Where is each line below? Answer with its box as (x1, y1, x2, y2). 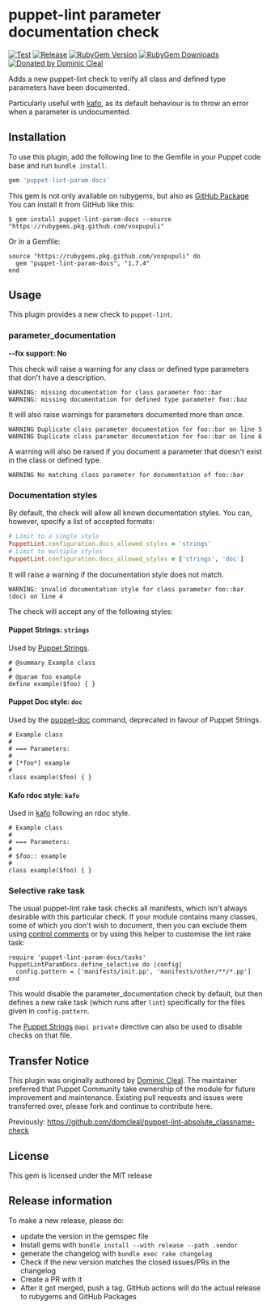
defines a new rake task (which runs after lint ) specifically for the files (8, 998, 245, 1008)
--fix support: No (8, 348, 67, 358)
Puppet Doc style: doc (8, 697, 83, 706)
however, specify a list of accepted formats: (8, 517, 155, 527)
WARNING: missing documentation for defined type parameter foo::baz (8, 395, 248, 403)
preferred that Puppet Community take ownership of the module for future (8, 1084, 256, 1094)
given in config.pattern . (8, 1006, 90, 1016)
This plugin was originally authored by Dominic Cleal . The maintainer (8, 1076, 237, 1085)
